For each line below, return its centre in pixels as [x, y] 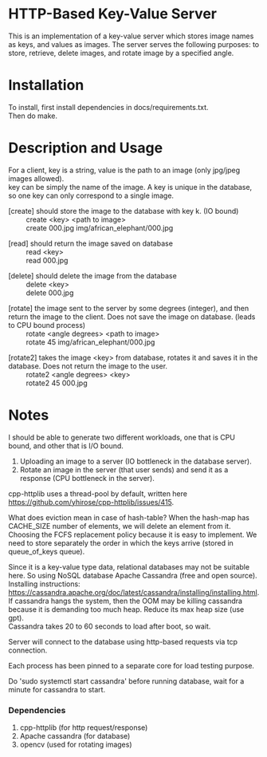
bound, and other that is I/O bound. [66, 446]
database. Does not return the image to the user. [88, 366]
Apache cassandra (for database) [75, 736]
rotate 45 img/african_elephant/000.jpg [90, 342]
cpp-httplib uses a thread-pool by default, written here [98, 493]
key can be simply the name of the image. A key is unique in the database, [130, 187]
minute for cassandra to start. [57, 689]
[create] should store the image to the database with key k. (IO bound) [124, 211]
